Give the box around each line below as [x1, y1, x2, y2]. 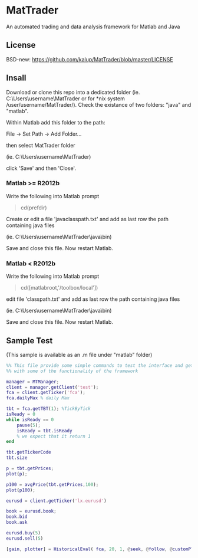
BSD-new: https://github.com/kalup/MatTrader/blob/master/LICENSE [6, 55, 173, 63]
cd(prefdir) [20, 204, 47, 211]
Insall [6, 73, 27, 83]
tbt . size [6, 455, 28, 461]
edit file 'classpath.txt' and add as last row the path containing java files [6, 296, 180, 303]
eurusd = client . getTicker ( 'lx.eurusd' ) [6, 498, 107, 504]
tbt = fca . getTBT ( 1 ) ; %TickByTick [6, 406, 91, 412]
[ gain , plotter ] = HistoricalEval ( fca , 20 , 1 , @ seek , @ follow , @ [6, 546, 173, 552]
